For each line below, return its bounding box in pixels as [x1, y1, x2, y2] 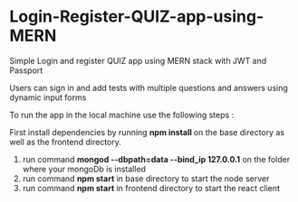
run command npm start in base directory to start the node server [22, 173, 270, 184]
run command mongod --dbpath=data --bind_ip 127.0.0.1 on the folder [22, 153, 291, 164]
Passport [9, 65, 43, 76]
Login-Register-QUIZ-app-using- [9, 6, 264, 27]
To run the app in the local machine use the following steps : [9, 109, 235, 120]
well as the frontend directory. [9, 136, 122, 147]
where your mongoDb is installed [22, 163, 147, 174]
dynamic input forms [9, 92, 87, 103]
